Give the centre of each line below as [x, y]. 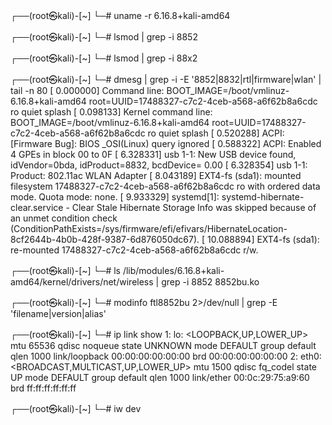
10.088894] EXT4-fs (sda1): [263, 239]
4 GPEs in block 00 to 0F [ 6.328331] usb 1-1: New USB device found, [153, 154]
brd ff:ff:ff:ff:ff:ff [43, 388]
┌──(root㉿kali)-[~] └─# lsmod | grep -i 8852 [104, 37]
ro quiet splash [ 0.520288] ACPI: [216, 133]
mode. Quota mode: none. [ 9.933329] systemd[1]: [115, 197]
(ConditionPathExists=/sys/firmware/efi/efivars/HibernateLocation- [149, 228]
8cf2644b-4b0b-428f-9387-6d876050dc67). [105, 239]
